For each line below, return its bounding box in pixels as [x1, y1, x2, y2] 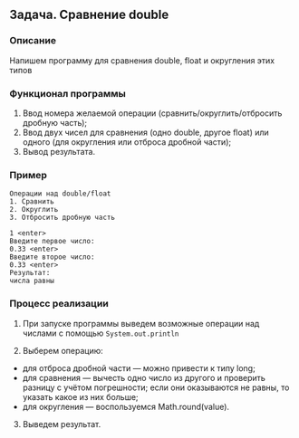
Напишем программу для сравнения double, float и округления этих [9, 54, 275, 66]
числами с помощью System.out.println [22, 328, 179, 338]
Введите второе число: [9, 252, 95, 262]
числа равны [9, 276, 54, 286]
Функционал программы [9, 87, 127, 100]
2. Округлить [9, 205, 59, 214]
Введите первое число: [9, 237, 95, 246]
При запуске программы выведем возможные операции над [22, 318, 260, 328]
